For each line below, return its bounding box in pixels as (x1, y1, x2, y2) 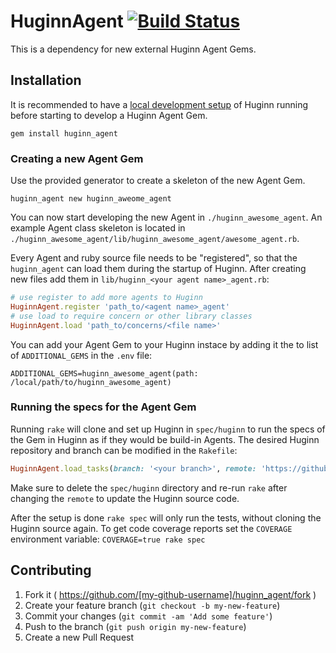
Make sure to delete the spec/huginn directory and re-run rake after (10, 481, 288, 494)
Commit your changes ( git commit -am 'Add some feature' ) (24, 610, 273, 622)
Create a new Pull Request (24, 631, 135, 643)
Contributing (10, 562, 92, 579)
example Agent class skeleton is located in (10, 222, 186, 234)
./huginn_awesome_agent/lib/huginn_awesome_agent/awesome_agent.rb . (10, 233, 300, 245)
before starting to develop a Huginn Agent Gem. (10, 109, 208, 121)
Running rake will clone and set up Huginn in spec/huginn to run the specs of (10, 423, 326, 435)
